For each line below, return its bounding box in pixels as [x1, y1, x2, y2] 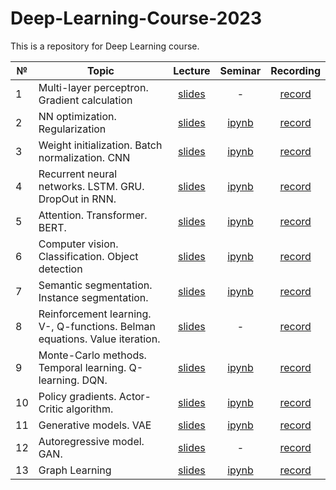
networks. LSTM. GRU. [38, 179, 145, 193]
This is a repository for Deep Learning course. [10, 40, 200, 52]
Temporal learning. [38, 360, 127, 374]
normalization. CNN [38, 150, 131, 164]
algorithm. [66, 402, 114, 416]
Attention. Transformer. [38, 208, 148, 222]
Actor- [118, 389, 152, 403]
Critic [38, 402, 64, 416]
